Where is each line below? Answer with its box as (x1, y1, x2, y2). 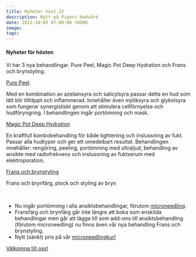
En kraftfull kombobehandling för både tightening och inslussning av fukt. (6, 132, 184, 139)
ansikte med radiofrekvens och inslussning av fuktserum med (6, 151, 155, 158)
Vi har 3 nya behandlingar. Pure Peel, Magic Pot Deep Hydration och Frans (6, 62, 186, 69)
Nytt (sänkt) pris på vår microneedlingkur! (14, 234, 116, 241)
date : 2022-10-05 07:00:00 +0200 (6, 19, 88, 25)
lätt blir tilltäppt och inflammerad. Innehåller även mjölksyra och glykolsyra (6, 97, 186, 104)
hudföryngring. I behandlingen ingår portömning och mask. (6, 109, 149, 116)
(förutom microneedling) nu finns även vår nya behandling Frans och (14, 221, 181, 228)
